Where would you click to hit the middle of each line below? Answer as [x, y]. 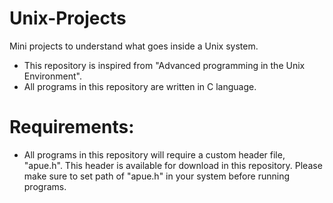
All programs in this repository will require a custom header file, [154, 154]
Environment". [52, 76]
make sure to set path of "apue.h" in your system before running [156, 176]
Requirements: [72, 127]
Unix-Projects [68, 18]
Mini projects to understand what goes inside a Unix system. [134, 46]
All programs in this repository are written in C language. [140, 86]
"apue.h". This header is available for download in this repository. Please [173, 165]
